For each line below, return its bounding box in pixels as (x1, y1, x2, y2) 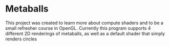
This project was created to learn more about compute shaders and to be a (5, 20, 164, 26)
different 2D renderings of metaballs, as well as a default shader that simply (5, 30, 165, 36)
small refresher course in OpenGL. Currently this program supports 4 (5, 25, 151, 31)
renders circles (5, 36, 37, 42)
